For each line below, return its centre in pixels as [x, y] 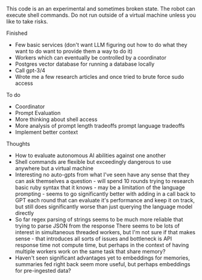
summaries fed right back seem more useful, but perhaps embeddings [103, 264]
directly [24, 213]
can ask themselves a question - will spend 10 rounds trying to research [104, 181]
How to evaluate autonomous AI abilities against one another [90, 155]
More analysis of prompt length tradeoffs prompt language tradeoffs [100, 126]
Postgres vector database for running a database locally [85, 64]
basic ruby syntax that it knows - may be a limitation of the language [100, 187]
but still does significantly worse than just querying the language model [104, 207]
